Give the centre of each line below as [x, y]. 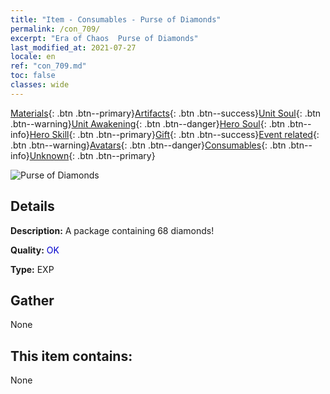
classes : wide [40, 85]
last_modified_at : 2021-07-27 [73, 47]
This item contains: [71, 356]
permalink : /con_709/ [55, 29]
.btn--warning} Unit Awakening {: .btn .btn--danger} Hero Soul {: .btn [148, 123]
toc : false [33, 76]
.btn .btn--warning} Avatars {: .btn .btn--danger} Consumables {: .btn [148, 145]
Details [32, 206]
